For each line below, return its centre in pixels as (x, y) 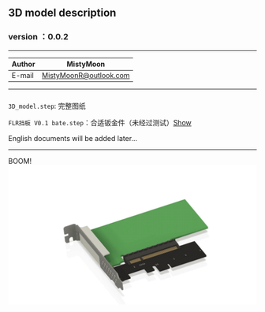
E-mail (22, 76)
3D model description (62, 13)
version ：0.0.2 (38, 37)
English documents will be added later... (73, 138)
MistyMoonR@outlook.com (86, 76)
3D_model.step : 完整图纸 (47, 106)
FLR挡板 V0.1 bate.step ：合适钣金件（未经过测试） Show (100, 122)
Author (23, 64)
